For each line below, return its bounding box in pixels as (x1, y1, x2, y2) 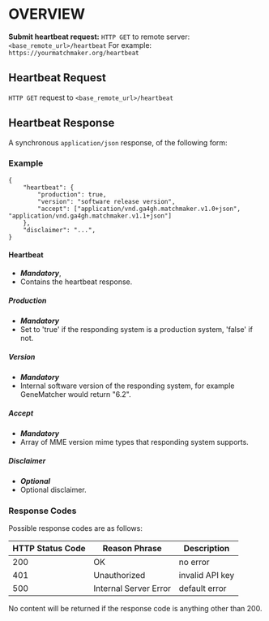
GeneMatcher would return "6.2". (19, 390, 131, 399)
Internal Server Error (93, 583, 172, 594)
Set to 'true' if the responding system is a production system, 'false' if (19, 325, 254, 334)
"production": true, (37, 190, 107, 199)
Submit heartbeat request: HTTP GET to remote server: (8, 32, 190, 41)
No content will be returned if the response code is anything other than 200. (8, 604, 263, 614)
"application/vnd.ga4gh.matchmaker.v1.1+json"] (8, 212, 173, 220)
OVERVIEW (8, 5, 86, 24)
